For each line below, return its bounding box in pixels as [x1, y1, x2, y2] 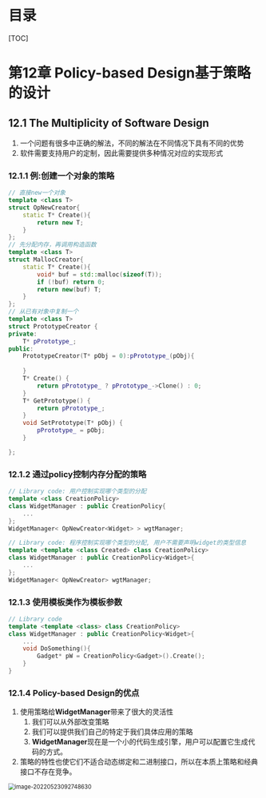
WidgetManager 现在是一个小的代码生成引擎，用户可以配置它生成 [31, 737, 248, 747]
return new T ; [37, 218, 84, 227]
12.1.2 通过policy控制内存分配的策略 [8, 468, 147, 479]
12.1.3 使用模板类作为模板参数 [8, 596, 122, 607]
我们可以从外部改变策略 [31, 717, 109, 727]
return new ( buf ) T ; [37, 285, 102, 293]
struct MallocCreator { [8, 256, 84, 264]
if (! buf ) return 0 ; [37, 278, 105, 286]
